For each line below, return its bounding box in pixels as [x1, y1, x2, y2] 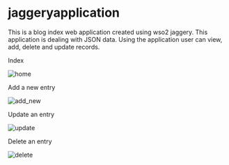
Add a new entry [8, 83, 56, 91]
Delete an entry [8, 137, 52, 146]
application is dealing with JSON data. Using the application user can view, [8, 35, 223, 43]
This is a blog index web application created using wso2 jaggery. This [8, 28, 208, 36]
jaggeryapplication [8, 5, 120, 21]
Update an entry [8, 110, 55, 118]
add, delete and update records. [8, 42, 100, 51]
